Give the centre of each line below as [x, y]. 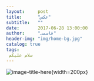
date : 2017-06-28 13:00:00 [47, 28]
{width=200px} [69, 72]
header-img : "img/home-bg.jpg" [44, 39]
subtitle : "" [25, 22]
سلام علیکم [21, 55]
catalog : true [23, 45]
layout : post [27, 11]
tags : [13, 50]
